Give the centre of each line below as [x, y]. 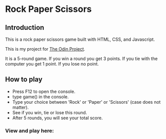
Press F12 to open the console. [44, 91]
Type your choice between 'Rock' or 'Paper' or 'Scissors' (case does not [86, 102]
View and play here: [29, 131]
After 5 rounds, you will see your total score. [57, 118]
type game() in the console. [40, 97]
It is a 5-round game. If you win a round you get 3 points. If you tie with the [81, 59]
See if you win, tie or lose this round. [50, 112]
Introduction [25, 28]
